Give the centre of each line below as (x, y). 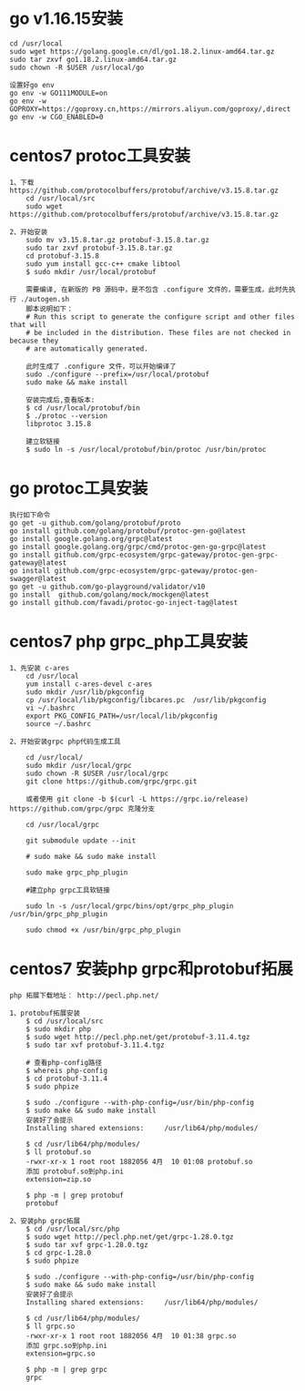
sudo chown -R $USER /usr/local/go (77, 67)
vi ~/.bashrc (51, 708)
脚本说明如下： (50, 309)
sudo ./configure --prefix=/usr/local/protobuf (117, 374)
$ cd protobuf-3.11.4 (66, 1079)
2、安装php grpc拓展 (45, 1221)
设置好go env (32, 85)
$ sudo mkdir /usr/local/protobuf (91, 271)
